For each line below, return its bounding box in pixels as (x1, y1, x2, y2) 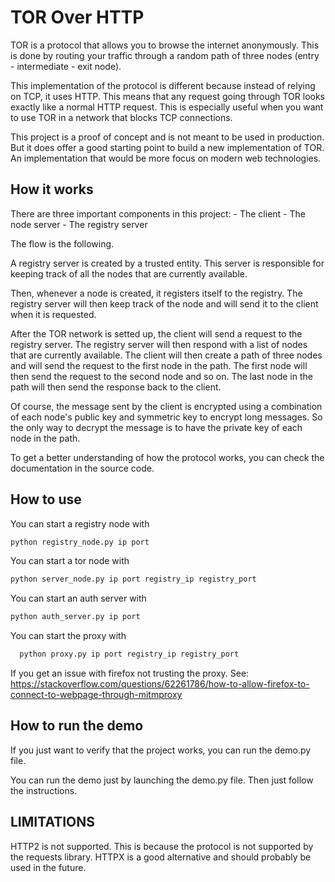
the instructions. (10, 784, 78, 796)
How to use (10, 491, 82, 508)
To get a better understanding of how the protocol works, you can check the (10, 451, 325, 463)
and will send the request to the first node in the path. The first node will (10, 359, 308, 371)
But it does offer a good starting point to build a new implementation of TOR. (10, 141, 325, 153)
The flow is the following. (10, 237, 115, 250)
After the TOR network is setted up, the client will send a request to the (10, 327, 303, 340)
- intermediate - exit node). (10, 60, 122, 72)
